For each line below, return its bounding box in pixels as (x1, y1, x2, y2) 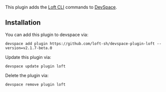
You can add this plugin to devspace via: (5, 32, 89, 38)
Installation (5, 18, 41, 27)
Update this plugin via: (5, 54, 51, 60)
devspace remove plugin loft (5, 82, 66, 87)
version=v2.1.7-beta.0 (5, 46, 52, 50)
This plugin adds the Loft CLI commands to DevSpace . (5, 4, 117, 10)
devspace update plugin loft (5, 64, 66, 69)
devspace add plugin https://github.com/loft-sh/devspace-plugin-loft (5, 41, 155, 46)
